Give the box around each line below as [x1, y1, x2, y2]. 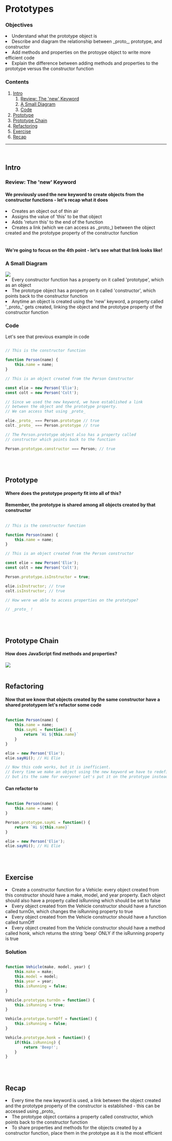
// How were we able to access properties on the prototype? [5, 597, 139, 603]
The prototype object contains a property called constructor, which [12, 1114, 154, 1120]
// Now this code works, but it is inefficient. [5, 764, 111, 770]
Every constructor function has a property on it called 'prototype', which [12, 277, 164, 283]
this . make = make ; [14, 969, 54, 974]
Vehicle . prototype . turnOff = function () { [5, 1016, 97, 1022]
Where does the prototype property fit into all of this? [5, 490, 121, 496]
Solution [5, 948, 27, 956]
